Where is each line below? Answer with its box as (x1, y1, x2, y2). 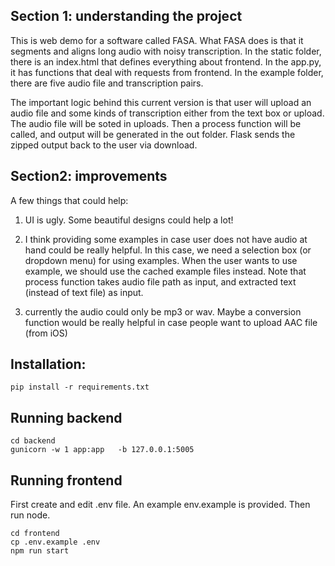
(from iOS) (24, 327, 68, 339)
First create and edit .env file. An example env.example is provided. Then (10, 499, 311, 511)
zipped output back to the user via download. (10, 139, 198, 151)
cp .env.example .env (10, 537, 101, 548)
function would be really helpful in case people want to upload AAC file (24, 316, 318, 328)
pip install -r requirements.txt (10, 382, 150, 393)
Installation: (10, 356, 87, 373)
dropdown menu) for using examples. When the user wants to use (24, 254, 298, 266)
